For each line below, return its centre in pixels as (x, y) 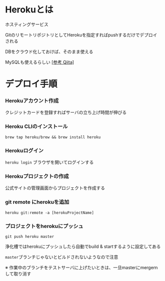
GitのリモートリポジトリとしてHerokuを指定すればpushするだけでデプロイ (81, 35)
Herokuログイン (24, 150)
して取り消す (18, 274)
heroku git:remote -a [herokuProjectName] (50, 213)
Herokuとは (29, 10)
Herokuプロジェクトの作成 (37, 176)
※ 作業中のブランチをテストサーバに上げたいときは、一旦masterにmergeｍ (82, 267)
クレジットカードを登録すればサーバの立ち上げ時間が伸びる (66, 112)
